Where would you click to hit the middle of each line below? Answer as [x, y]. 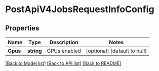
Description [64, 42]
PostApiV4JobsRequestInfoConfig [80, 9]
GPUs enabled [64, 51]
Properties [22, 28]
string [34, 51]
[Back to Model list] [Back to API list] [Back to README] [63, 63]
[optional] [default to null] [116, 51]
